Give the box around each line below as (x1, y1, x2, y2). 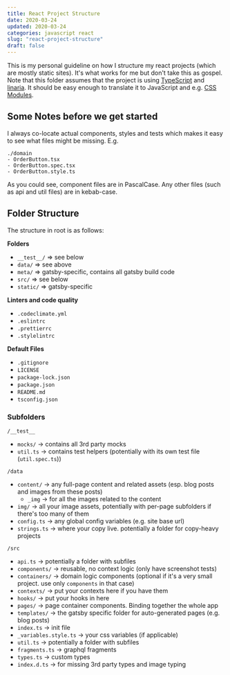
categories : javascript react (7, 29, 95, 37)
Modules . (7, 91, 34, 99)
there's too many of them (17, 510, 90, 518)
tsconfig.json (17, 396, 58, 403)
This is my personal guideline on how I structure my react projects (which (7, 62, 216, 69)
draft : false (7, 42, 45, 49)
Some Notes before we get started (7, 111, 158, 123)
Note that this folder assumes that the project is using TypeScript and (7, 76, 205, 84)
